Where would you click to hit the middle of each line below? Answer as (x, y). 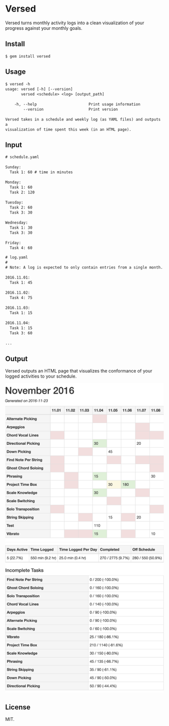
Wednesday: (17, 223)
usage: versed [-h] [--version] (39, 89)
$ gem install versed (28, 56)
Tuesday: (14, 202)
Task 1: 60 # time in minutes (41, 172)
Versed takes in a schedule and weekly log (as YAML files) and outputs (83, 119)
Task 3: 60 (21, 333)
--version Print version (71, 109)
